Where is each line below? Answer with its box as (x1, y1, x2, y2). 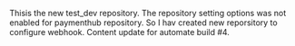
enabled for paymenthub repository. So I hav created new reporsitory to (9, 17, 279, 28)
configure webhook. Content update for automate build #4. (9, 27, 230, 37)
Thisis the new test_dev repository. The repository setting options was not (9, 8, 287, 18)
